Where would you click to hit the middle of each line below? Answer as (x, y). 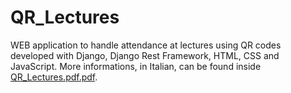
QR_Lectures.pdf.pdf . (54, 77)
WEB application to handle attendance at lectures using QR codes (146, 45)
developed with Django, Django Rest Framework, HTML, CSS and (145, 55)
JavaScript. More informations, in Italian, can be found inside (136, 66)
